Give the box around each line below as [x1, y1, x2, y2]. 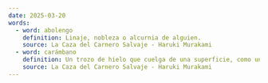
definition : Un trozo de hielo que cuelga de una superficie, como [22, 56, 251, 64]
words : [8, 19, 30, 27]
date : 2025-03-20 [8, 11, 66, 20]
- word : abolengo [15, 26, 73, 34]
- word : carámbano [15, 48, 77, 56]
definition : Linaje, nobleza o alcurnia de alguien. [22, 33, 202, 42]
